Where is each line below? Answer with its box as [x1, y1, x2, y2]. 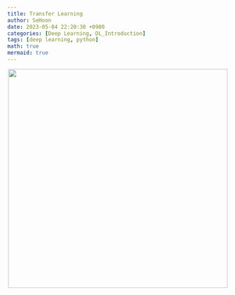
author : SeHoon [7, 17, 52, 24]
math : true [7, 43, 39, 50]
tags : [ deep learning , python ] [7, 36, 99, 43]
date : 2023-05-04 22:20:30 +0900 [7, 23, 105, 30]
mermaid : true [7, 50, 49, 57]
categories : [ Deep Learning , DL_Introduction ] [7, 29, 146, 37]
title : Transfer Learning [7, 10, 83, 18]
